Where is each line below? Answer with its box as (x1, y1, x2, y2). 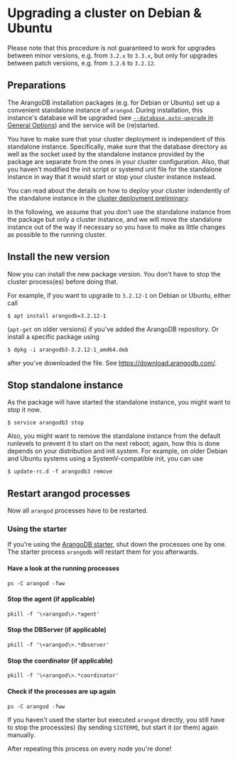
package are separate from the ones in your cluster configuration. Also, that (7, 157, 229, 166)
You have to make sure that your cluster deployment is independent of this (7, 134, 226, 143)
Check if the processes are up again (7, 687, 116, 695)
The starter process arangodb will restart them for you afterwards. (7, 547, 199, 556)
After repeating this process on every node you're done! (7, 744, 172, 753)
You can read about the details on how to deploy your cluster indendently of (7, 186, 230, 195)
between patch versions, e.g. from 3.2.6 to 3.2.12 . (7, 58, 156, 67)
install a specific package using (7, 332, 99, 341)
